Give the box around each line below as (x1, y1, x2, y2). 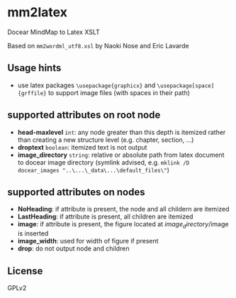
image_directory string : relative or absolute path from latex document (17, 150, 225, 159)
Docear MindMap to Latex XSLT (7, 28, 101, 36)
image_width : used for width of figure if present (17, 237, 159, 245)
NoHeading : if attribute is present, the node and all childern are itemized (17, 205, 230, 214)
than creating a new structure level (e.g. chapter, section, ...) (17, 136, 194, 144)
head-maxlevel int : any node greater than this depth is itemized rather (17, 128, 226, 136)
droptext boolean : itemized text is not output (17, 143, 147, 151)
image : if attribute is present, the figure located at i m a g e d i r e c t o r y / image (17, 220, 229, 231)
